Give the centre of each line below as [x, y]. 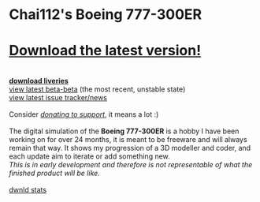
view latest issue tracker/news [58, 98]
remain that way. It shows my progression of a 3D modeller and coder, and [130, 148]
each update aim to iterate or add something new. [89, 156]
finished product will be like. [55, 173]
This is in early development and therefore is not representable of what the [131, 165]
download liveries [39, 81]
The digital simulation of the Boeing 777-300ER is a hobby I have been [124, 131]
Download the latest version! [105, 51]
